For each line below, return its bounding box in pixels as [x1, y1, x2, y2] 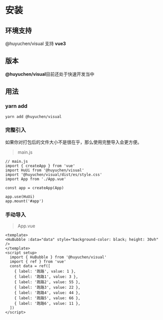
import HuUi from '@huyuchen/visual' [5, 167, 85, 173]
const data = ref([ [10, 264, 51, 269]
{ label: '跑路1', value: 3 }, [14, 274, 78, 280]
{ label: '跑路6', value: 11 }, [14, 301, 80, 306]
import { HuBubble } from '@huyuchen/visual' [10, 255, 107, 260]
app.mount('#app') [5, 199, 44, 204]
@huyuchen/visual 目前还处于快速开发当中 [5, 71, 95, 77]
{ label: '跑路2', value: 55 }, [14, 280, 80, 285]
